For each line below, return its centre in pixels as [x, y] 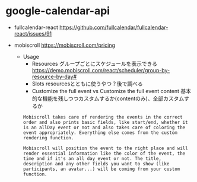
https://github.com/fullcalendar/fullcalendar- [114, 27]
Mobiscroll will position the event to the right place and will [105, 148]
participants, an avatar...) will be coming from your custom [101, 169]
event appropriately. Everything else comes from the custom [100, 132]
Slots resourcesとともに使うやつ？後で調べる [87, 84]
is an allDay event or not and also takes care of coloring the [104, 127]
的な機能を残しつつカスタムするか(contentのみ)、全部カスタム [108, 98]
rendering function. [48, 138]
